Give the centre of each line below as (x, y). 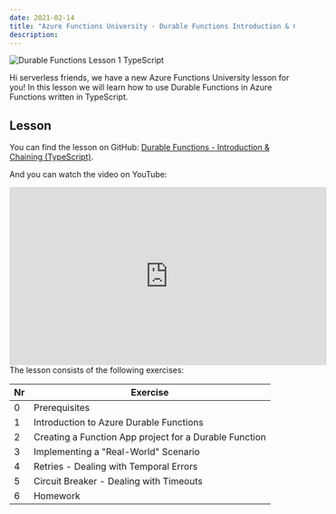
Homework (57, 496)
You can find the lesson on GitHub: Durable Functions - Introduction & (139, 148)
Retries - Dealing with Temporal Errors (115, 467)
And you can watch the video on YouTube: (88, 175)
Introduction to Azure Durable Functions (118, 423)
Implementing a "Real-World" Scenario (117, 452)
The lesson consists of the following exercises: (96, 370)
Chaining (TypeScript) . (52, 157)
